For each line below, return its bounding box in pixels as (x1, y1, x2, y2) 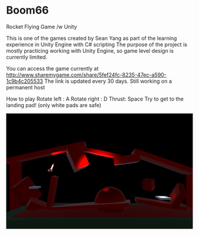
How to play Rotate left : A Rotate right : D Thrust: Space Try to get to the (6, 95, 184, 102)
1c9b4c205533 (6, 78, 43, 85)
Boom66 (6, 4, 49, 17)
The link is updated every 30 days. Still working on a (44, 78, 172, 85)
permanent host (6, 83, 46, 91)
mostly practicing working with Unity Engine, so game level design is (6, 47, 174, 54)
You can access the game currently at (6, 65, 99, 72)
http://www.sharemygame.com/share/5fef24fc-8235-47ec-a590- (6, 71, 167, 78)
